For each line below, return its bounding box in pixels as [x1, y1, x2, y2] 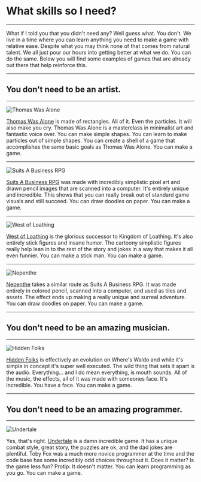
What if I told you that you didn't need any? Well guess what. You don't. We [6, 29, 191, 37]
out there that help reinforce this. [6, 61, 87, 68]
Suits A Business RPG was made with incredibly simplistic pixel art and [6, 178, 181, 185]
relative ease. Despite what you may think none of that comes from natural [6, 42, 190, 49]
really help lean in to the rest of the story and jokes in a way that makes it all [6, 245, 193, 252]
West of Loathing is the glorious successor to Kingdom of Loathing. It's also [6, 233, 193, 240]
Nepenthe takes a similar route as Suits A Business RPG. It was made [6, 281, 176, 288]
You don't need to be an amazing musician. [6, 323, 170, 333]
